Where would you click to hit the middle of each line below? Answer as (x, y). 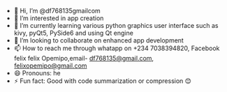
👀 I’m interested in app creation (59, 18)
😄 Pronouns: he (37, 73)
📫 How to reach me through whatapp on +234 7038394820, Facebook (117, 48)
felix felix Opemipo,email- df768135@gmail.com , (84, 58)
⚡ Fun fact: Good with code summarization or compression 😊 (103, 81)
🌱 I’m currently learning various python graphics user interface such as (116, 25)
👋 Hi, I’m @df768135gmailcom (57, 11)
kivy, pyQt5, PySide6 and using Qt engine (74, 33)
